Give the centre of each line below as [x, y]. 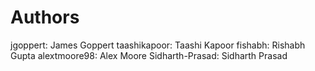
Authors [45, 17]
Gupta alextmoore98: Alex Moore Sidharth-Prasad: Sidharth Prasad [149, 55]
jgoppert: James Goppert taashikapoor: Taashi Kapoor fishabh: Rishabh [158, 45]
